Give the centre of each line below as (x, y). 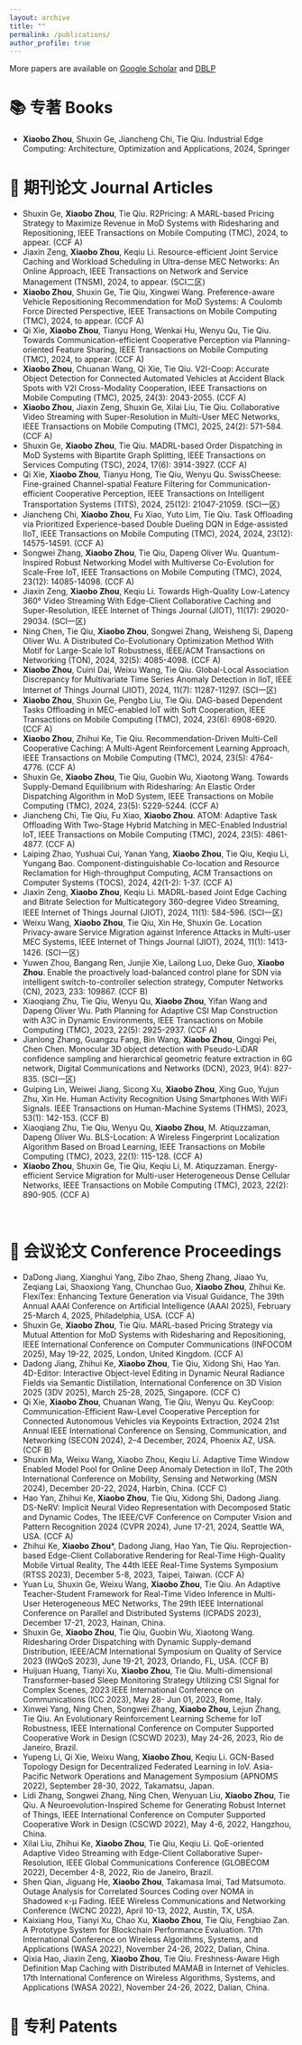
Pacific (35, 1777)
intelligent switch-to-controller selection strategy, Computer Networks (153, 982)
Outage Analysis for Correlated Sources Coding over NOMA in (138, 1891)
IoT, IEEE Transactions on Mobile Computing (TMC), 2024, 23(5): (143, 835)
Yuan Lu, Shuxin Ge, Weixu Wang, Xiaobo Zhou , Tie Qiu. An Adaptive (151, 1584)
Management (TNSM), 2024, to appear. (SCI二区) (114, 282)
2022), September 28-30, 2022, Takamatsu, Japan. (118, 1786)
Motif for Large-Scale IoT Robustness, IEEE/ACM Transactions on (144, 650)
